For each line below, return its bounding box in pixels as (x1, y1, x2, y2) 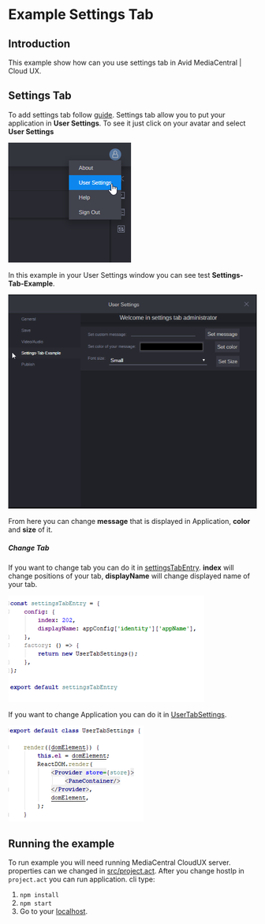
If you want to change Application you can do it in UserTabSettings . (8, 710, 227, 720)
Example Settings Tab (8, 6, 154, 24)
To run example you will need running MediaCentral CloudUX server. (8, 858, 231, 867)
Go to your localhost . (19, 906, 88, 916)
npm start (19, 900, 53, 907)
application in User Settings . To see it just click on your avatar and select (8, 118, 246, 128)
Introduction (8, 37, 71, 51)
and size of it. (8, 525, 53, 534)
